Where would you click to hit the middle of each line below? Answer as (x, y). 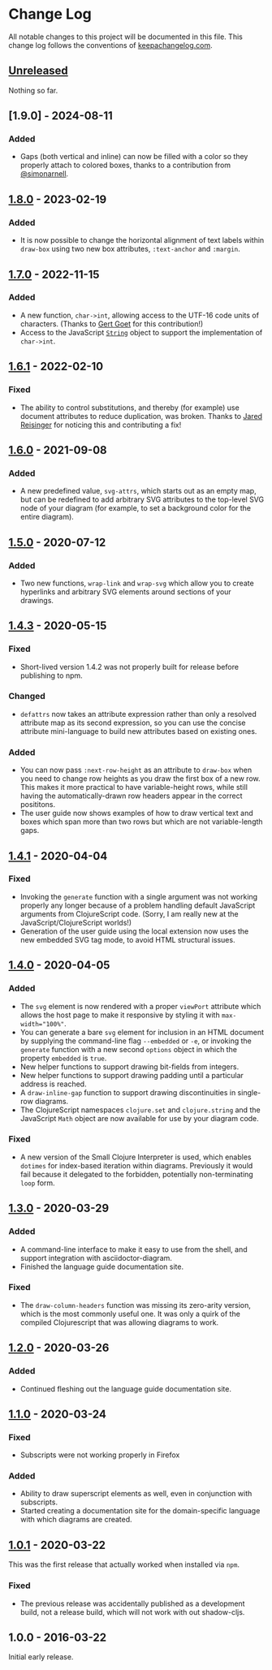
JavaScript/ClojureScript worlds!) (76, 922)
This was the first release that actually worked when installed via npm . (124, 1564)
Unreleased (39, 71)
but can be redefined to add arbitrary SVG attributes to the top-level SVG (142, 499)
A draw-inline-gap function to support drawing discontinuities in (128, 1092)
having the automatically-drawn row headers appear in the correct (131, 796)
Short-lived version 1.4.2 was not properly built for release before (130, 667)
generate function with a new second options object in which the (129, 1049)
